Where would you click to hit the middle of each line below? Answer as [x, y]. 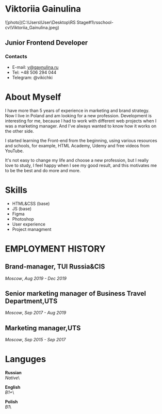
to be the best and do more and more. [43, 170]
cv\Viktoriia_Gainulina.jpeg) [32, 27]
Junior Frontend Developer [47, 43]
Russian [13, 373]
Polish [11, 402]
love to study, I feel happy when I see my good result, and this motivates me [81, 165]
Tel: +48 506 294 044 [34, 72]
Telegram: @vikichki [32, 77]
